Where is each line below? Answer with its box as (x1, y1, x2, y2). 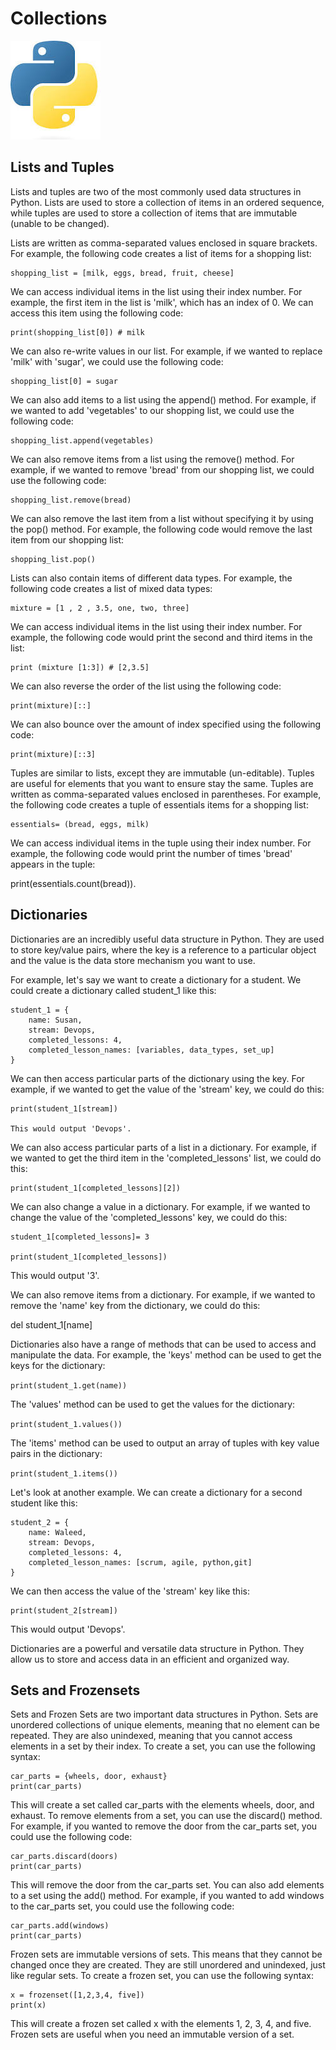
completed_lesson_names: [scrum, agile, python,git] (28, 1557, 253, 1567)
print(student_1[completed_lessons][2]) (10, 1183, 182, 1193)
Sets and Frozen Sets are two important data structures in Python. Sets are (10, 1708, 319, 1721)
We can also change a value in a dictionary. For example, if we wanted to (10, 1200, 311, 1212)
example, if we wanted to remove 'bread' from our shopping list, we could (10, 463, 315, 476)
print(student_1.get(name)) (10, 1380, 128, 1391)
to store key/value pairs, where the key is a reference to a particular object (10, 943, 317, 956)
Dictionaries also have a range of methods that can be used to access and (10, 1338, 317, 1350)
